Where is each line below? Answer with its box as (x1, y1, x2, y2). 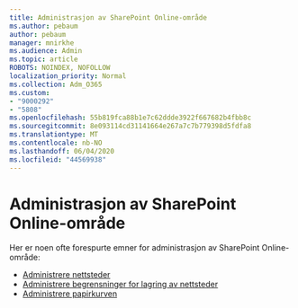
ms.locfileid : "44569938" (9, 154, 106, 164)
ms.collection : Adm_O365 (9, 80, 103, 89)
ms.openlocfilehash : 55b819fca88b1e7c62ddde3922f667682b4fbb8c (9, 113, 252, 122)
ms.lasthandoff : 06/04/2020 (9, 146, 115, 155)
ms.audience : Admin (9, 47, 83, 56)
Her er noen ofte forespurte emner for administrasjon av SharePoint (9, 242, 260, 253)
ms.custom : (9, 88, 50, 97)
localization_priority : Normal (9, 72, 127, 81)
